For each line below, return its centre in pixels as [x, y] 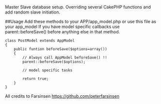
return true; [36, 79]
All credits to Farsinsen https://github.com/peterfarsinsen [62, 96]
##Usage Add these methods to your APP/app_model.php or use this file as [81, 22]
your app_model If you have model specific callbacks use [62, 27]
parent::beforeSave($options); [54, 62]
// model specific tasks [48, 70]
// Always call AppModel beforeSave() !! [65, 58]
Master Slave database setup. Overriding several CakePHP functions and [78, 7]
